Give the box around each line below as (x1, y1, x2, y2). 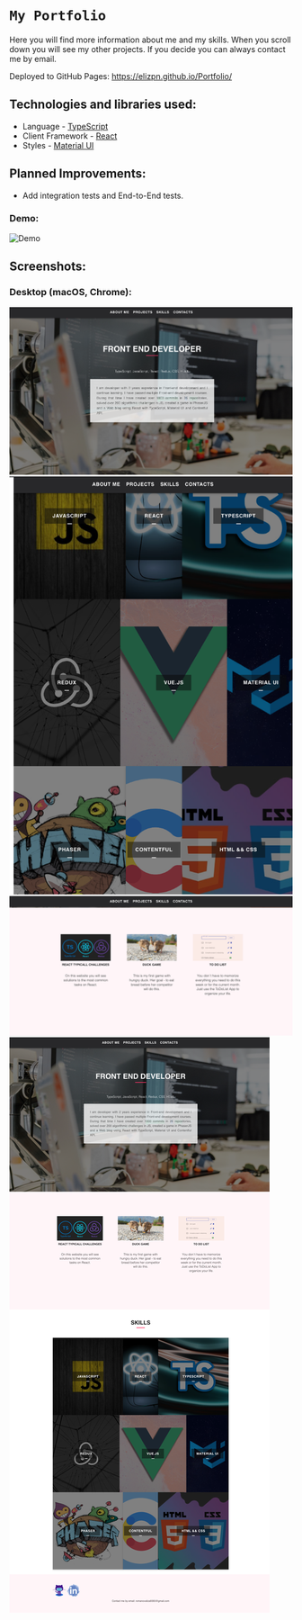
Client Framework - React (22, 130, 118, 141)
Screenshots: (9, 259, 87, 274)
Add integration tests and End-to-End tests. (22, 190, 184, 201)
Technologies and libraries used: (9, 97, 197, 112)
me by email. (9, 53, 57, 64)
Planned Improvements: (9, 166, 147, 182)
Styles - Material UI (22, 139, 94, 150)
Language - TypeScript (22, 121, 109, 131)
